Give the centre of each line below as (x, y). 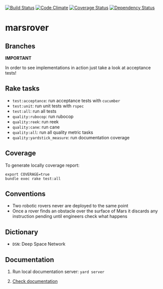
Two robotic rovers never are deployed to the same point (70, 206)
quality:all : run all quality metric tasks (53, 132)
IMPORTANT (18, 58)
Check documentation (35, 282)
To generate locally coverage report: (42, 165)
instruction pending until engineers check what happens (70, 216)
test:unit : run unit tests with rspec (48, 106)
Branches (20, 46)
